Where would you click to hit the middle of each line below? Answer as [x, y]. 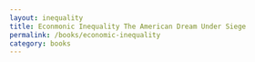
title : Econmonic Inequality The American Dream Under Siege [128, 26]
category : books [40, 43]
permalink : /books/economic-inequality [85, 35]
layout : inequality [46, 18]
